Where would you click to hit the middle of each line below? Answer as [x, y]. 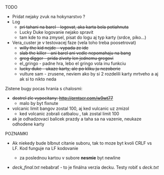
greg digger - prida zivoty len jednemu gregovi [66, 58]
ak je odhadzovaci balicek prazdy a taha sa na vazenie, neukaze [77, 119]
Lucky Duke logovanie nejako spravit [56, 32]
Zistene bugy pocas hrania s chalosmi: [44, 88]
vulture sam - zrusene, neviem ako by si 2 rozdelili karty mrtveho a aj [89, 74]
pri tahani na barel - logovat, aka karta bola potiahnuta [74, 27]
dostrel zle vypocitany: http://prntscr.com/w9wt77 [62, 98]
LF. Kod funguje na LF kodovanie [45, 148]
